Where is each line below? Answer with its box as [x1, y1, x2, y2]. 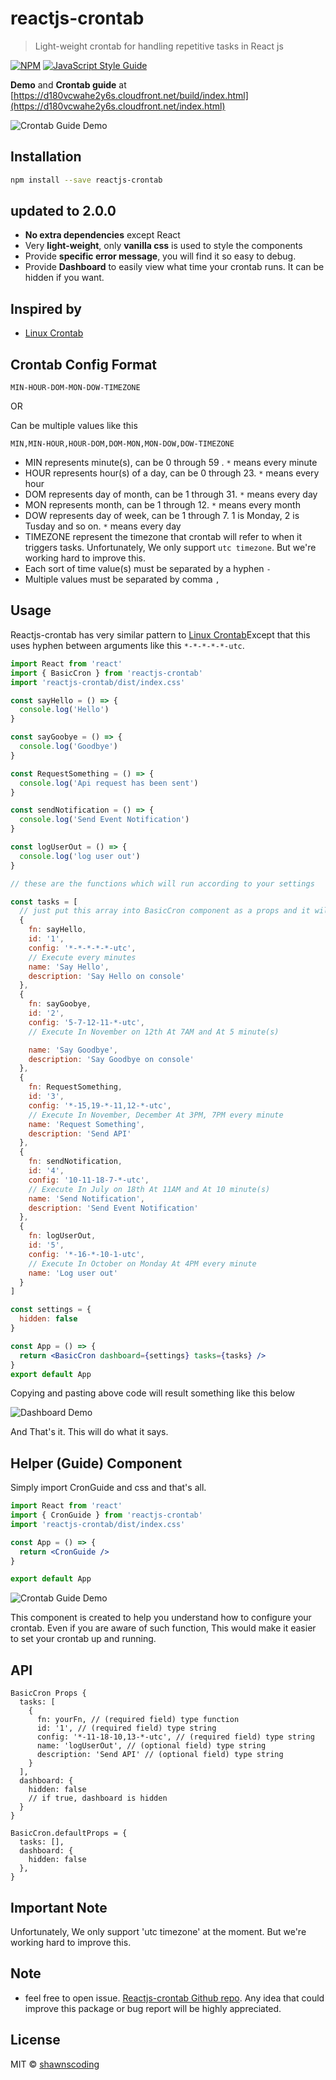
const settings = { [10, 1305, 92, 1315]
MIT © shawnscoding [10, 2058, 100, 2070]
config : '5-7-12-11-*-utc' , [28, 1017, 145, 1027]
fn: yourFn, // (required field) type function [36, 1715, 240, 1725]
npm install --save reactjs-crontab [10, 175, 163, 185]
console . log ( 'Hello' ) [19, 705, 110, 715]
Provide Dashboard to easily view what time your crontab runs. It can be [24, 261, 325, 273]
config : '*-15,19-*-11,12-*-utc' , [28, 1100, 172, 1111]
